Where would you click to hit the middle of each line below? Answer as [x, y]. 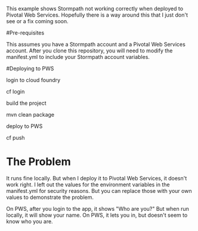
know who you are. [30, 221]
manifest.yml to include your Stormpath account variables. [78, 57]
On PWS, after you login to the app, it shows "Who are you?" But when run [98, 208]
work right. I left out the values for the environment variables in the [88, 185]
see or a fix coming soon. [37, 21]
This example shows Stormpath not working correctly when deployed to [95, 9]
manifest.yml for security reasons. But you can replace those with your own [99, 191]
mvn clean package [30, 115]
